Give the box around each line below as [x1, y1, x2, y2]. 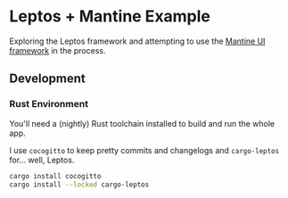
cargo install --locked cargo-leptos [9, 180, 150, 189]
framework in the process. [9, 45, 106, 55]
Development [9, 71, 86, 87]
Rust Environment [9, 98, 89, 111]
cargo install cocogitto [9, 171, 102, 180]
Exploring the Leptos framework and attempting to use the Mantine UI [9, 36, 266, 46]
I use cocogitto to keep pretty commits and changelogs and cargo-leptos [9, 144, 279, 155]
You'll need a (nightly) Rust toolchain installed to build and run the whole [9, 118, 276, 128]
